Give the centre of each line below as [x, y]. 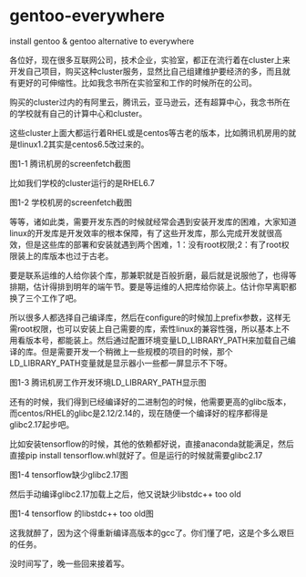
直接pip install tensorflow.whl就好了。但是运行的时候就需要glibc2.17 [136, 455]
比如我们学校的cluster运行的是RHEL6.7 [82, 182]
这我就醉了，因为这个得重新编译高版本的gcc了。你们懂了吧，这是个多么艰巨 [152, 532]
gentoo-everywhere [87, 16]
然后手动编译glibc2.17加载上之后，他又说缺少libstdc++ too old [125, 494]
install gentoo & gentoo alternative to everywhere [102, 41]
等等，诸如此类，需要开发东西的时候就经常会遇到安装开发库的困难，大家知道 [153, 222]
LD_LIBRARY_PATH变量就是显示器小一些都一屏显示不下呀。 [121, 363]
